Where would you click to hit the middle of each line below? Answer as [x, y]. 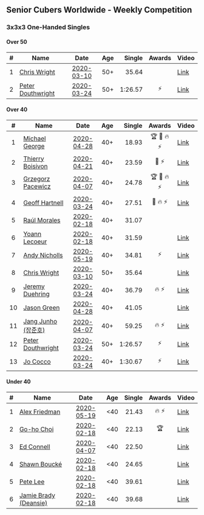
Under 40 [19, 382]
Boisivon [36, 166]
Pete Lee [32, 482]
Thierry [34, 159]
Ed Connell [35, 446]
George [34, 146]
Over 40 [17, 109]
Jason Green [42, 308]
